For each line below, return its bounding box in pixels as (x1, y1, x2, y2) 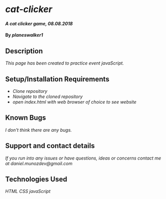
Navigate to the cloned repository (12, 93, 83, 99)
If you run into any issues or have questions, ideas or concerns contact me (5, 155, 161, 161)
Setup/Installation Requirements (5, 75, 109, 83)
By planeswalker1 (5, 32, 43, 38)
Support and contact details (5, 141, 95, 150)
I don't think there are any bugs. (5, 127, 72, 133)
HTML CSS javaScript (5, 188, 51, 194)
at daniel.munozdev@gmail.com (5, 160, 73, 166)
